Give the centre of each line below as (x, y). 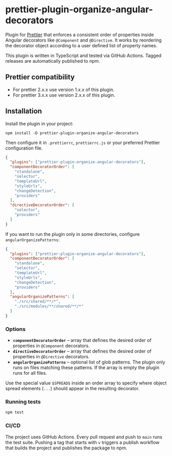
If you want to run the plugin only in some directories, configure (73, 234)
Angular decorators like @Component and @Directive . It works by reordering (83, 40)
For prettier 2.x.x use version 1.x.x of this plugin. (63, 89)
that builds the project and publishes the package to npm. (66, 448)
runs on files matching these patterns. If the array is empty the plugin (86, 368)
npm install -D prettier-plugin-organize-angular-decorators (72, 133)
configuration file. (24, 148)
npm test (15, 412)
